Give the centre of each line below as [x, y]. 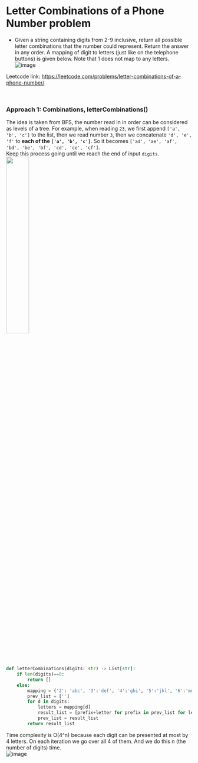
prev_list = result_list [68, 718]
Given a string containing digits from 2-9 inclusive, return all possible [98, 40]
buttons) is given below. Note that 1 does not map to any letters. [92, 59]
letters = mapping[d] [64, 707]
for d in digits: [48, 702]
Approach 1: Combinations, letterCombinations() [77, 109]
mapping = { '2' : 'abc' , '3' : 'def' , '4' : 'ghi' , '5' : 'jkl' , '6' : [106, 691]
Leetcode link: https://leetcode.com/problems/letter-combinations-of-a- [94, 76]
